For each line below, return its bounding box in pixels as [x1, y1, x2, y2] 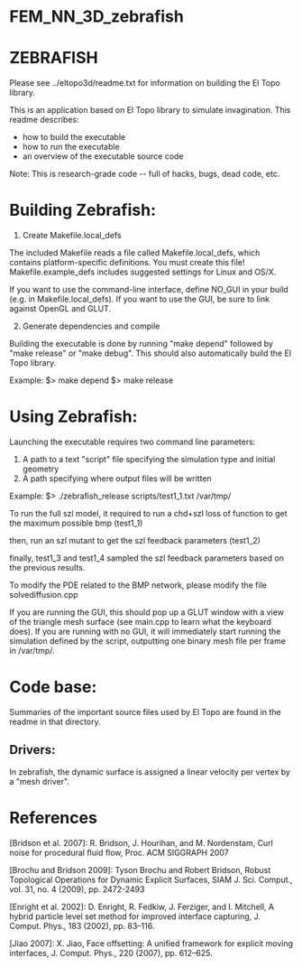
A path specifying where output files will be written [22, 473, 212, 484]
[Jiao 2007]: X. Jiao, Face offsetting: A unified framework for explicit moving [9, 937, 294, 949]
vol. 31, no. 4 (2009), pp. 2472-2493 [9, 883, 145, 895]
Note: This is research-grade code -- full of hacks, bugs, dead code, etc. [9, 169, 280, 180]
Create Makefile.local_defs [22, 230, 122, 241]
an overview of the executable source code [22, 151, 184, 162]
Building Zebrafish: [9, 200, 156, 220]
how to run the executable [22, 142, 120, 153]
